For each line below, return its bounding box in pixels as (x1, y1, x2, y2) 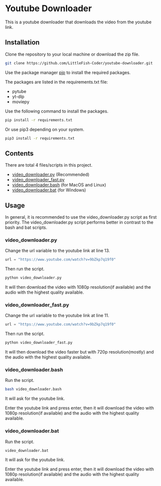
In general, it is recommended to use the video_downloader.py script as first (5, 214, 157, 220)
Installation (5, 38, 40, 47)
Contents (5, 149, 34, 157)
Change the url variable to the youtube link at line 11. (5, 313, 109, 318)
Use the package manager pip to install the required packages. (5, 69, 131, 75)
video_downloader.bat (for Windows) (12, 187, 86, 193)
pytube (12, 88, 27, 94)
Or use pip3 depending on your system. (5, 126, 84, 132)
